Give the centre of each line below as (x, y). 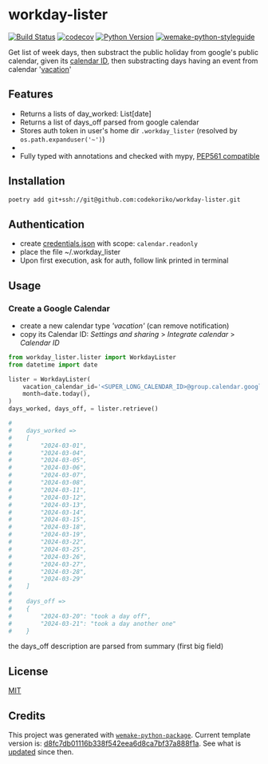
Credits (27, 716)
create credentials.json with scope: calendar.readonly (108, 243)
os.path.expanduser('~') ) (62, 139)
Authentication (47, 224)
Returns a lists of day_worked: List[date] (85, 113)
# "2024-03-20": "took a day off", (80, 616)
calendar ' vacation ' (40, 69)
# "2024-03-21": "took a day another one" (93, 623)
